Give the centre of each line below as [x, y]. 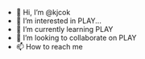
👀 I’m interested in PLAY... [59, 21]
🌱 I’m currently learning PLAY [64, 29]
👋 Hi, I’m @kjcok [43, 12]
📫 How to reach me [49, 47]
